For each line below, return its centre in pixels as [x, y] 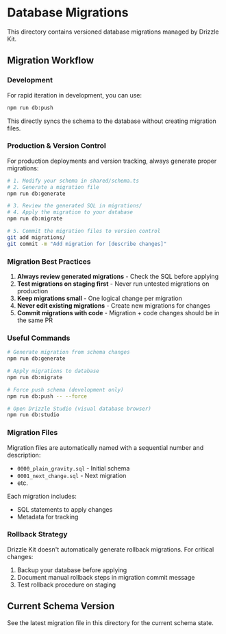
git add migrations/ [37, 237]
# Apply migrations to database [53, 371]
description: [24, 455]
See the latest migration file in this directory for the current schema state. [110, 622]
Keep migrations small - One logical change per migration [100, 298]
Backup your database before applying [72, 570]
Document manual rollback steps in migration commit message [106, 577]
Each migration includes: [42, 496]
